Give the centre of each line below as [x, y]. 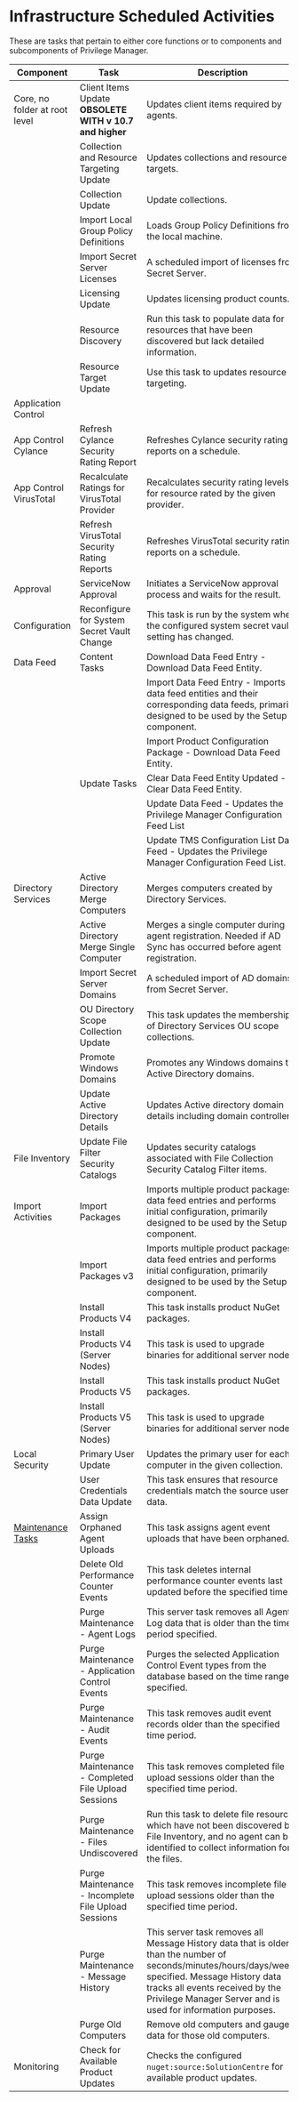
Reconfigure [105, 608]
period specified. [181, 1634]
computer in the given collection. [215, 1465]
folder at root [41, 109]
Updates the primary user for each [218, 1453]
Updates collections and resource [216, 157]
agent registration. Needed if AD [213, 936]
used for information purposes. [211, 2009]
